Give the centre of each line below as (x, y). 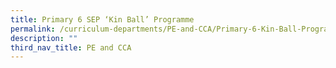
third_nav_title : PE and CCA (71, 47)
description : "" (44, 38)
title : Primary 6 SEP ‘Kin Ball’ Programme (102, 19)
